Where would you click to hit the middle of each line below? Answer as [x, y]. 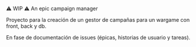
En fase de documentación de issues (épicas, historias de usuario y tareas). [98, 37]
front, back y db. [26, 26]
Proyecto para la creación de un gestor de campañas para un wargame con [98, 20]
